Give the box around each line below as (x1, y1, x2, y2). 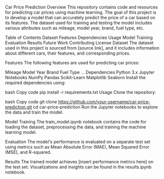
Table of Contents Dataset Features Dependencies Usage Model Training (5, 34, 153, 40)
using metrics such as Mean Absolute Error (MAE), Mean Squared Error (5, 144, 150, 149)
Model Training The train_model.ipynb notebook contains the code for (5, 119, 147, 124)
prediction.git (5, 104, 32, 110)
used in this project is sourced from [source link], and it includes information (5, 45, 160, 51)
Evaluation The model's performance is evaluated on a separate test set (5, 139, 151, 145)
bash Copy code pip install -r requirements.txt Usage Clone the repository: (5, 89, 156, 95)
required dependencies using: (5, 80, 66, 86)
